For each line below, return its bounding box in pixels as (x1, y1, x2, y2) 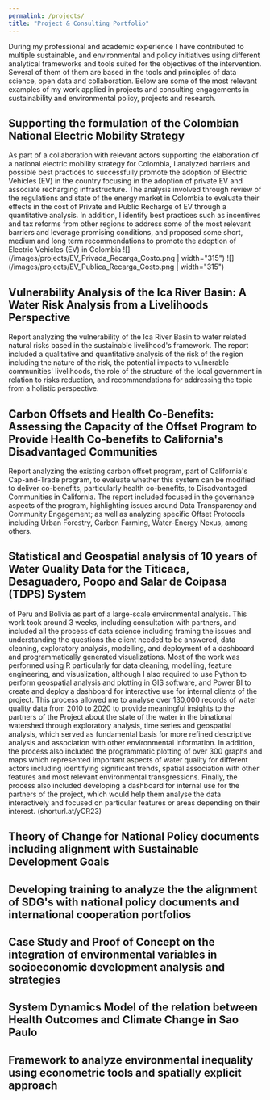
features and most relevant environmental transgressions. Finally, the (8, 772, 238, 782)
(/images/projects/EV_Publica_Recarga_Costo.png (8, 262, 175, 271)
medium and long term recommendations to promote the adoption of (8, 236, 236, 246)
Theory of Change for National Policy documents (8, 829, 260, 844)
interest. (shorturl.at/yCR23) (8, 806, 102, 816)
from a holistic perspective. (8, 384, 99, 393)
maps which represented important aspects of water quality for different (8, 754, 248, 764)
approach (8, 1078, 58, 1092)
